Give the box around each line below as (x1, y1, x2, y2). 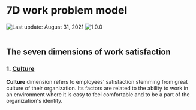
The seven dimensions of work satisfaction (6, 47, 171, 57)
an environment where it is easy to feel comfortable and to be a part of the (6, 90, 190, 98)
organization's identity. (6, 97, 63, 104)
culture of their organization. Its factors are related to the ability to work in (6, 84, 189, 92)
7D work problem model (6, 4, 128, 17)
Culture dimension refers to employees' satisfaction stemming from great (6, 78, 188, 85)
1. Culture (6, 65, 35, 73)
